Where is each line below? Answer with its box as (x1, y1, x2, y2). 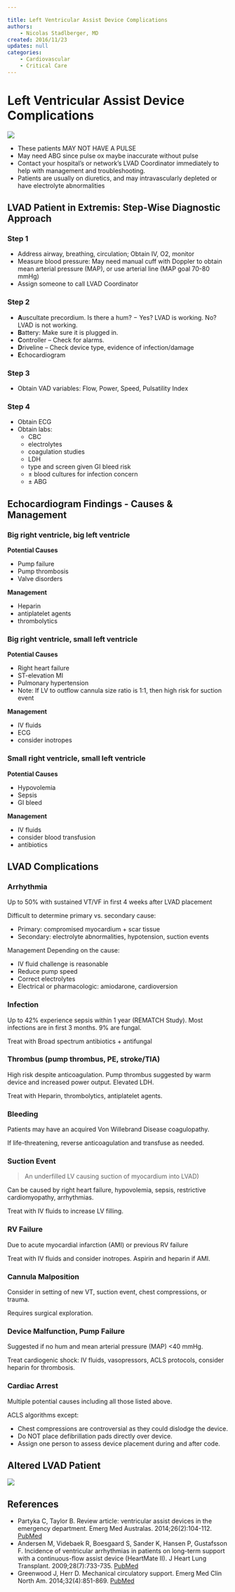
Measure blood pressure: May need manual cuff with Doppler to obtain (17, 257, 222, 266)
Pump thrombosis (17, 567, 69, 575)
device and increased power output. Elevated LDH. (7, 1078, 154, 1086)
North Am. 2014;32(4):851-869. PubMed (17, 1577, 135, 1585)
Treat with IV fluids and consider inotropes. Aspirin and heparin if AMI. (7, 1254, 210, 1263)
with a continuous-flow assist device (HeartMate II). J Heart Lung (17, 1554, 207, 1562)
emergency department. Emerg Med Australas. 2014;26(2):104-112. (17, 1524, 213, 1533)
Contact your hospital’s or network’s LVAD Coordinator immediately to (17, 159, 220, 167)
